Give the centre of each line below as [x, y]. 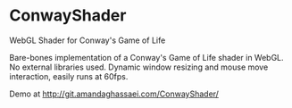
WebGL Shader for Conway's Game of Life [88, 40]
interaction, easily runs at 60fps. [69, 76]
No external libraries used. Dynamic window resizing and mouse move [139, 67]
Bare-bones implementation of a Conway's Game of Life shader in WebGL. [146, 57]
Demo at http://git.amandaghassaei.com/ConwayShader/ [114, 94]
